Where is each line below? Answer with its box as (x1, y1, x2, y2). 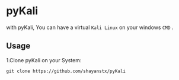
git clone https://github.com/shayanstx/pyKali (6, 68, 126, 74)
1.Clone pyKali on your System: (6, 56, 82, 63)
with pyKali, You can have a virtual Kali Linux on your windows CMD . (6, 24, 174, 31)
